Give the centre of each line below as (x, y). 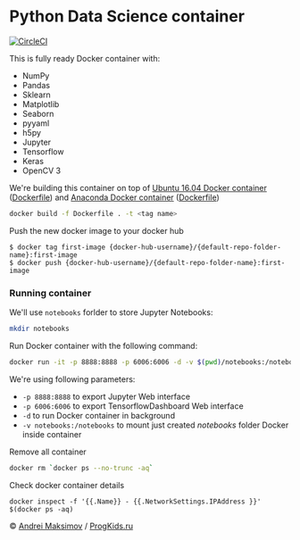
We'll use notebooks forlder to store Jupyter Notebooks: (111, 312)
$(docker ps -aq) (42, 509)
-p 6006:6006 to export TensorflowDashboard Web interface (133, 406)
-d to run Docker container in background (99, 415)
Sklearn (36, 95)
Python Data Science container (127, 17)
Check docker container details (67, 485)
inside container (52, 434)
